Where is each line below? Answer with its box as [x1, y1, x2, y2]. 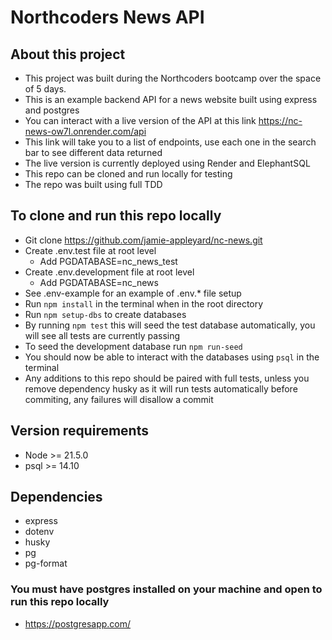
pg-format [24, 557, 68, 570]
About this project [10, 46, 126, 63]
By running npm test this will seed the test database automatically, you [24, 319, 316, 331]
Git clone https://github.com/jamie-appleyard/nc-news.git [24, 234, 263, 246]
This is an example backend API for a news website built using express [24, 94, 318, 105]
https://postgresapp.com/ [24, 617, 132, 630]
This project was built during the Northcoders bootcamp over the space [24, 72, 322, 84]
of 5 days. [24, 83, 67, 95]
